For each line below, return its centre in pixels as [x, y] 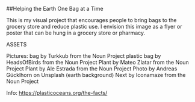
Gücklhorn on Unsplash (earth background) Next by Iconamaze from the [96, 75]
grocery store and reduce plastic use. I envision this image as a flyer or [94, 27]
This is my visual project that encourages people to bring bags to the [91, 20]
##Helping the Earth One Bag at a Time [55, 9]
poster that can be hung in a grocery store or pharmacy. [76, 33]
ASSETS [17, 44]
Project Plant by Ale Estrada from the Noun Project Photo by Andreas [92, 69]
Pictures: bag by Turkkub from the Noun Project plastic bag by [84, 56]
